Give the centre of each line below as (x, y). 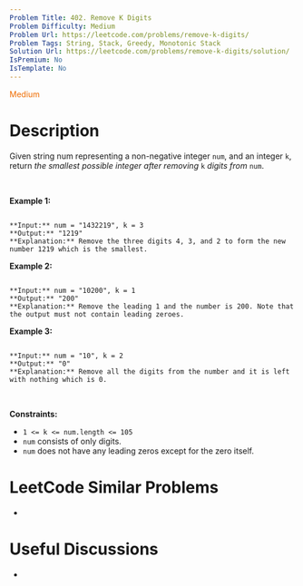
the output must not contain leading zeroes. (97, 314)
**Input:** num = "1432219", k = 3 (77, 225)
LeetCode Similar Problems (114, 487)
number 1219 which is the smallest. (78, 249)
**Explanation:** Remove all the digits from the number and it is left (150, 371)
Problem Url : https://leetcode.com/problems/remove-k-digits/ (129, 34)
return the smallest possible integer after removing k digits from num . (137, 165)
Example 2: (31, 266)
